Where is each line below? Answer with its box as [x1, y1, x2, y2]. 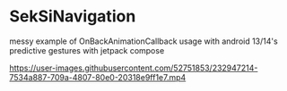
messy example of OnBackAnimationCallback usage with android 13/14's [9, 36, 278, 46]
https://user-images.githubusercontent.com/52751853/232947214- [9, 62, 258, 73]
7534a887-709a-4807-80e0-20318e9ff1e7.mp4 [9, 71, 187, 82]
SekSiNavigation [9, 6, 136, 27]
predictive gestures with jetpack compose [9, 45, 165, 55]
